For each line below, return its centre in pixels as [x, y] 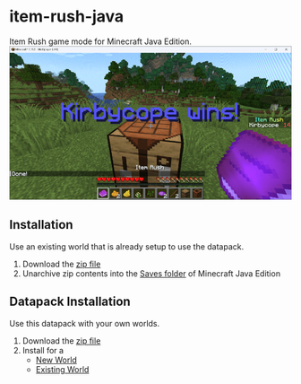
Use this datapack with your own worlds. [85, 323]
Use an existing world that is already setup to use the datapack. [127, 246]
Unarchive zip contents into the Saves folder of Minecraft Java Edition [151, 273]
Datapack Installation [70, 302]
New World [56, 360]
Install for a [43, 350]
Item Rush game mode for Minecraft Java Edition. [101, 41]
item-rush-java [67, 17]
